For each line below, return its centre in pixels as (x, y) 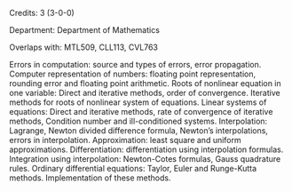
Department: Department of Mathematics (84, 30)
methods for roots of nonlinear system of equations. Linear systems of (138, 102)
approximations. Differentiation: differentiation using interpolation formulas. (146, 149)
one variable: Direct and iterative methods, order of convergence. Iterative (145, 93)
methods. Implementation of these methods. (90, 178)
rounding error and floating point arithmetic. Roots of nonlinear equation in (145, 83)
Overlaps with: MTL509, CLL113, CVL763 (83, 47)
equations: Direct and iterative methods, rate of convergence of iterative (141, 112)
